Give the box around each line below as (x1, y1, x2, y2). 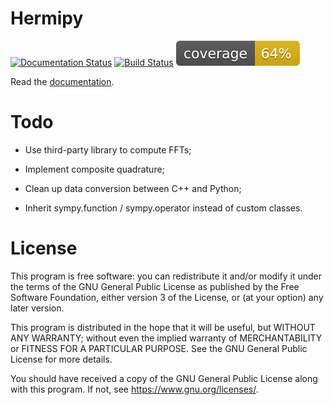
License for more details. (10, 353, 113, 365)
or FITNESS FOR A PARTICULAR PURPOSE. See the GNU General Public (10, 342, 308, 354)
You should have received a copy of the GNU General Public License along (10, 372, 318, 384)
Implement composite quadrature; (24, 163, 165, 175)
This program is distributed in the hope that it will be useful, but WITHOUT (10, 321, 316, 333)
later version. (10, 302, 65, 314)
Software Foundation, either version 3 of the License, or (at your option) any (10, 291, 324, 303)
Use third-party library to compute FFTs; (24, 143, 192, 156)
